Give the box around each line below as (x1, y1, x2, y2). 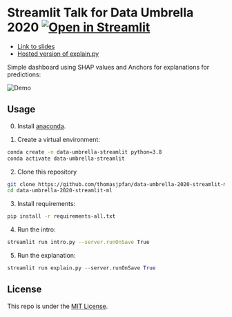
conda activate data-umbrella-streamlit (7, 155, 126, 162)
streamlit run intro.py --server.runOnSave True (7, 239, 150, 246)
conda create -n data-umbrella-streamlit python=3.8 (7, 148, 162, 156)
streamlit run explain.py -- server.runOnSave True (7, 265, 156, 272)
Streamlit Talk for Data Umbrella (7, 5, 194, 21)
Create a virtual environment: (17, 135, 100, 143)
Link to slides (17, 42, 55, 50)
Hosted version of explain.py (17, 50, 99, 58)
